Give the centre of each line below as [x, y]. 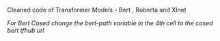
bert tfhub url [26, 30]
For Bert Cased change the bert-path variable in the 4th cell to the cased [110, 23]
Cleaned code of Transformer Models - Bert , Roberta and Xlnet [97, 10]
